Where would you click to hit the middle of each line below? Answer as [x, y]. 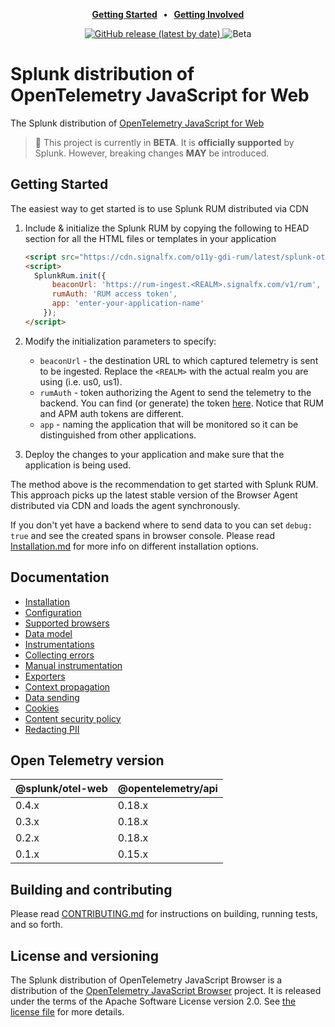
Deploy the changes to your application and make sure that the [154, 454]
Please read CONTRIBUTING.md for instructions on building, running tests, [164, 914]
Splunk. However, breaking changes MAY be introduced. [152, 153]
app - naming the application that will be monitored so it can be [169, 424]
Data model [48, 633]
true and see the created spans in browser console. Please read [142, 535]
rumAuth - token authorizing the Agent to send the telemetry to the [175, 392]
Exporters [45, 676]
